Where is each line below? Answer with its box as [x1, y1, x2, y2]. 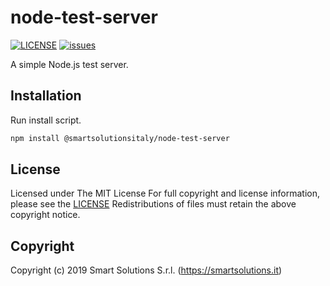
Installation [10, 87, 82, 105]
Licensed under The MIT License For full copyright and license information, [10, 187, 321, 200]
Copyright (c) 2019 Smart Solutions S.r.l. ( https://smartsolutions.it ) [10, 264, 283, 276]
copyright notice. [10, 209, 81, 221]
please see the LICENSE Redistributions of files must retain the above [10, 198, 297, 210]
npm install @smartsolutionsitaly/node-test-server [10, 133, 230, 143]
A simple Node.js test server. [10, 58, 129, 70]
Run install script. [10, 114, 82, 126]
